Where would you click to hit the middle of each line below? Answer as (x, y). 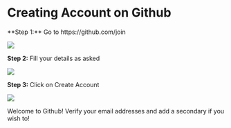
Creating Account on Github (89, 13)
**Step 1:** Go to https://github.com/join (66, 32)
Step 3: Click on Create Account (53, 84)
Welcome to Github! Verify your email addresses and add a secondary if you (116, 111)
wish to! (18, 118)
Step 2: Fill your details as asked (54, 58)
